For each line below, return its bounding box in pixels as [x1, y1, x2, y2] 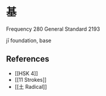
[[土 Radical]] [14, 83, 47, 90]
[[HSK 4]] [14, 69, 38, 77]
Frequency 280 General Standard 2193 [6, 25, 100, 33]
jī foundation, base [6, 37, 52, 44]
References [6, 54, 49, 64]
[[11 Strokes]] [14, 76, 47, 83]
